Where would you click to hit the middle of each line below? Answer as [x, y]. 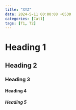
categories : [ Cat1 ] [25, 19]
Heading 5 [16, 102]
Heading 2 [21, 65]
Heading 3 [18, 79]
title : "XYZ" [18, 10]
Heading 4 [16, 91]
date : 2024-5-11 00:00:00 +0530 [38, 14]
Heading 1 [26, 47]
